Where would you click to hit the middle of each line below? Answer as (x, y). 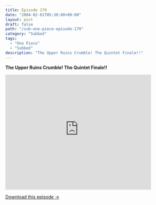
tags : (11, 39)
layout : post (19, 19)
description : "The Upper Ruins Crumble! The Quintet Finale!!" (74, 53)
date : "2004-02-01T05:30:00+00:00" (43, 15)
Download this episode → (32, 197)
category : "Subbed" (26, 34)
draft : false (19, 24)
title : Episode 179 (26, 10)
